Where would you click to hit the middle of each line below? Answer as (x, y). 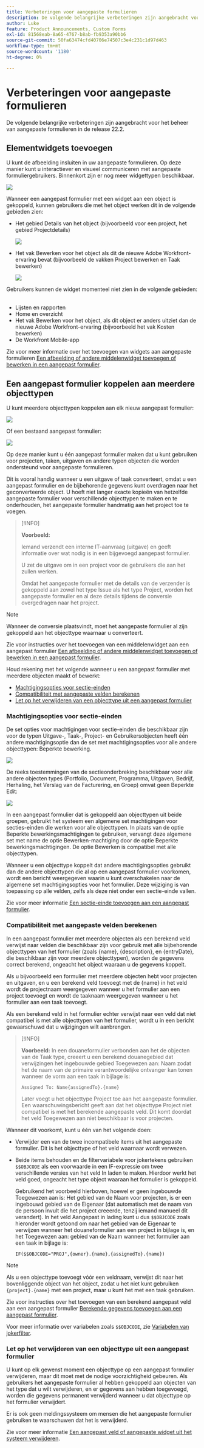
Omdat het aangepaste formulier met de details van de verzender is (106, 583)
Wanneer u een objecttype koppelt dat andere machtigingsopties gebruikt (99, 866)
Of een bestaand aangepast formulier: (54, 431)
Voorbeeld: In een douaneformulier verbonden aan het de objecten (105, 1050)
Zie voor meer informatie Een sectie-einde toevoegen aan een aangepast (98, 903)
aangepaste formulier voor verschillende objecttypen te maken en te (92, 498)
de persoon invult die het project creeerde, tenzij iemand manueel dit (101, 1210)
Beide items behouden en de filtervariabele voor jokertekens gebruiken (104, 1159)
